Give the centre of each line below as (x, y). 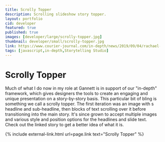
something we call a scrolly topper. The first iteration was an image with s (79, 104)
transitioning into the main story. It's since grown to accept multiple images (81, 114)
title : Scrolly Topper (28, 10)
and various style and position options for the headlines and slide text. (76, 119)
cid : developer (21, 23)
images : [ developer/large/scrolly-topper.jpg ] (54, 37)
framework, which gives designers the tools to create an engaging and (77, 94)
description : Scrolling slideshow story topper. (56, 14)
